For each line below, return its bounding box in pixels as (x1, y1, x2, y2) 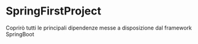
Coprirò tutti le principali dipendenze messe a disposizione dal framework (6, 24, 192, 31)
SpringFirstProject (6, 4, 102, 18)
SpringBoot (6, 30, 34, 37)
